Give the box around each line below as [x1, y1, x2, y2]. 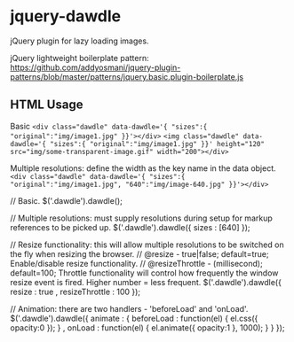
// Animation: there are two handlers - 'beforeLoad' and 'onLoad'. [10, 303, 249, 314]
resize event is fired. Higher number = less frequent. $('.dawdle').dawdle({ [10, 276, 282, 287]
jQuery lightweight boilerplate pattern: [10, 52, 149, 63]
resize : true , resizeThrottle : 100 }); [10, 286, 141, 297]
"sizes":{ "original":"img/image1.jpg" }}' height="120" [49, 139, 266, 148]
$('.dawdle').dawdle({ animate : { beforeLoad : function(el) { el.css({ [10, 313, 258, 323]
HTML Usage [10, 97, 83, 113]
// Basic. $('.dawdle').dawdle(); [10, 195, 123, 206]
